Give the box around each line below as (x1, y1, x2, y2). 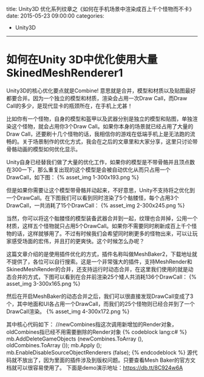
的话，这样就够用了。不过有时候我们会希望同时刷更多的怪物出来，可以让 (11, 230, 192, 237)
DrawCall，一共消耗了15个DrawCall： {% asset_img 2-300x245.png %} (6, 201, 185, 209)
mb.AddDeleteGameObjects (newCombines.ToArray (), (6, 335, 144, 342)
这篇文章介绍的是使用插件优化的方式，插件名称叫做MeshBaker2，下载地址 (6, 250, 192, 257)
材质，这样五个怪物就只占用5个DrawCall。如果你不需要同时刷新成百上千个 (6, 222, 192, 229)
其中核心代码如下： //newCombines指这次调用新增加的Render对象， (6, 320, 177, 328)
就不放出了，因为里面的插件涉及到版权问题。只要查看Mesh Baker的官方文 (11, 356, 196, 364)
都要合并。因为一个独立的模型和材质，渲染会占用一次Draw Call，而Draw (6, 94, 188, 102)
